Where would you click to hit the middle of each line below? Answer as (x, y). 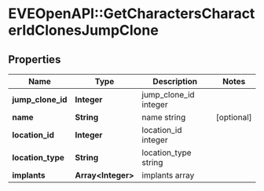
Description (175, 81)
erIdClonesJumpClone (83, 30)
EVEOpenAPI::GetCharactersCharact (132, 14)
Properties (35, 59)
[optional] (234, 117)
